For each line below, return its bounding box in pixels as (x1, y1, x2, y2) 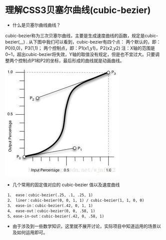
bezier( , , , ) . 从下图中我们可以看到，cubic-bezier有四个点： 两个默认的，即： (5, 38, 161, 45)
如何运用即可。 (16, 229, 48, 235)
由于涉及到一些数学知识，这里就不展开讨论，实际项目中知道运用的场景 (12, 223, 157, 229)
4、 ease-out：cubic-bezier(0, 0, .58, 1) (7, 208, 96, 214)
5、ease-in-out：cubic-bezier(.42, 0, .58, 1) (7, 214, 105, 219)
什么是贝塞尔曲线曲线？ (12, 22, 61, 28)
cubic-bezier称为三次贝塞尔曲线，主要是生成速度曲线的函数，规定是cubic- (5, 32, 159, 38)
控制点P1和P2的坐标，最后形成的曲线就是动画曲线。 (18, 57, 125, 63)
